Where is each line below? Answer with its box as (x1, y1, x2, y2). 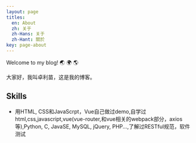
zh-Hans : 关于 (11, 31, 45, 37)
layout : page (6, 8, 39, 15)
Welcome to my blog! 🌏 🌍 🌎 (6, 59, 79, 66)
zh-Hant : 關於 (11, 36, 45, 42)
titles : (6, 14, 26, 20)
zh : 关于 (11, 25, 32, 32)
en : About (11, 20, 36, 26)
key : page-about (6, 42, 47, 48)
